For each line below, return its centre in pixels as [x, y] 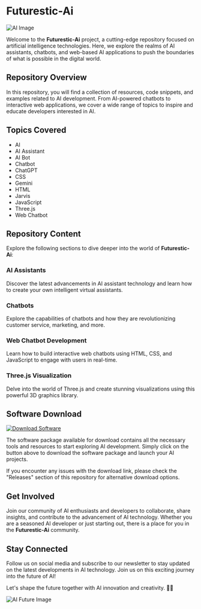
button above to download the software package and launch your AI [90, 453]
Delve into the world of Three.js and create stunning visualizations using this [100, 389]
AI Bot [22, 157]
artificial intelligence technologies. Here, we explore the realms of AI [91, 46]
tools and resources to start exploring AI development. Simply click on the [97, 447]
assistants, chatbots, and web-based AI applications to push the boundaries [100, 52]
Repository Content [43, 234]
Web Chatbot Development [46, 340]
